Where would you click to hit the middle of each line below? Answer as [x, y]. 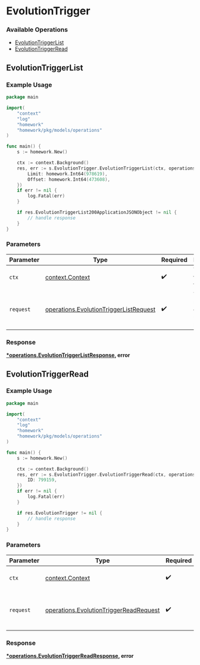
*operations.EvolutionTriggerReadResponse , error [70, 655]
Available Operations [37, 30]
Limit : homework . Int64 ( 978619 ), [68, 174]
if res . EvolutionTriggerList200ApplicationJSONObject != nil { [97, 213]
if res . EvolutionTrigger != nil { [60, 513]
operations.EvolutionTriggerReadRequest [102, 610]
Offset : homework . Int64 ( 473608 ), [69, 179]
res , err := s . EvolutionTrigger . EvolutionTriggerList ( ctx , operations [106, 168]
